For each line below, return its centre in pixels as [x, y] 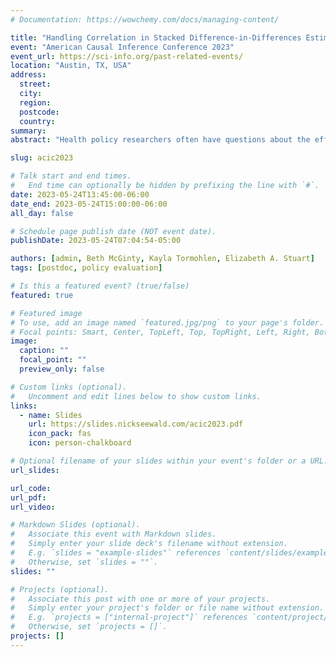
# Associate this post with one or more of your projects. [140, 599]
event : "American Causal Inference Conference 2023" [122, 47]
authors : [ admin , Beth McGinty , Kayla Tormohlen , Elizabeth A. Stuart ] [162, 259]
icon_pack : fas [60, 434]
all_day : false [42, 213]
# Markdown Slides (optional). [75, 525]
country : [37, 121]
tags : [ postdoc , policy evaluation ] [86, 268]
